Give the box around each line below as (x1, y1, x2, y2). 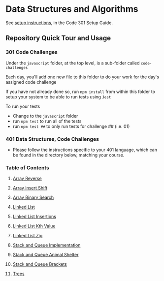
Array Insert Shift (12, 185, 48, 191)
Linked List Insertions (12, 214, 56, 219)
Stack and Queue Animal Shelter (12, 252, 79, 258)
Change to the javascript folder (12, 113, 78, 119)
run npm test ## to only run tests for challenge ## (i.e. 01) (12, 123, 130, 129)
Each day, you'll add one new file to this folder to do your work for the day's (5, 74, 160, 80)
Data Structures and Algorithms (5, 3, 138, 15)
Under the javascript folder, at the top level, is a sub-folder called (5, 60, 140, 66)
